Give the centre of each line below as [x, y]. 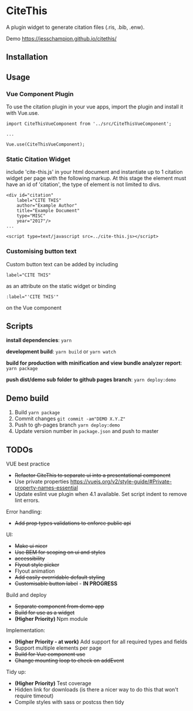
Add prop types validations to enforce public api [73, 523]
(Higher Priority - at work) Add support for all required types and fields [101, 642]
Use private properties [42, 482]
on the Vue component [34, 307]
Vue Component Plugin [40, 94]
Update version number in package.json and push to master [87, 431]
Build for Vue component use [50, 654]
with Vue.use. [23, 113]
